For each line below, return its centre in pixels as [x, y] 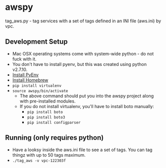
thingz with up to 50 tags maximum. [49, 155]
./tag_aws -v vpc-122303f [39, 161]
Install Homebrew [30, 80]
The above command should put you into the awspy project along [87, 96]
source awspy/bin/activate [40, 91]
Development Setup [36, 42]
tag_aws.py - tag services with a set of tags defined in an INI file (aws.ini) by [83, 21]
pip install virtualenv [37, 86]
